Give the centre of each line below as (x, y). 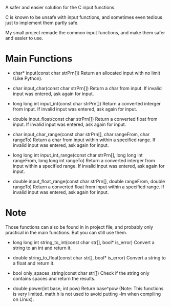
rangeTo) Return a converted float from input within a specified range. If (89, 187)
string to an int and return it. (42, 248)
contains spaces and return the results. (54, 278)
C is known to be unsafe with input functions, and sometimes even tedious (84, 17)
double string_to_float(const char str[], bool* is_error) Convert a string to (89, 257)
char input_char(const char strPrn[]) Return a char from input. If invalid (87, 88)
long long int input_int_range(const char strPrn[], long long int (78, 155)
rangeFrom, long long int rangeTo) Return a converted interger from (84, 160)
